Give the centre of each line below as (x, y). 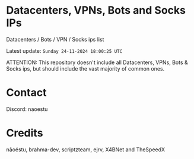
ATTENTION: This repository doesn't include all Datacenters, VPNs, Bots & (97, 62)
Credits (25, 133)
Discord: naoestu (27, 109)
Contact (26, 93)
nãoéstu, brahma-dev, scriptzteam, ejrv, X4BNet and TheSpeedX (85, 150)
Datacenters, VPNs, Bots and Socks (96, 10)
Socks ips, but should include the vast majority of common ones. (85, 68)
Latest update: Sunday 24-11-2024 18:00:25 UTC (64, 50)
